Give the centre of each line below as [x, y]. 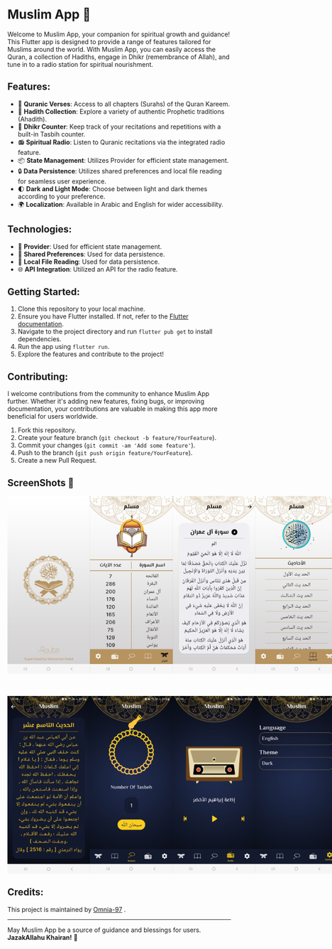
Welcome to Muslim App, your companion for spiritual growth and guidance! [119, 34]
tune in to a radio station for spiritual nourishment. [81, 64]
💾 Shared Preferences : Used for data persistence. [91, 254]
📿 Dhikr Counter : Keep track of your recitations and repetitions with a [119, 127]
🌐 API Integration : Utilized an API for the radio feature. [98, 269]
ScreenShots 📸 [41, 483]
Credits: [26, 892]
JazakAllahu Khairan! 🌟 [43, 937]
